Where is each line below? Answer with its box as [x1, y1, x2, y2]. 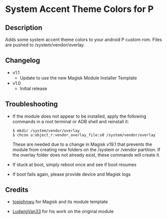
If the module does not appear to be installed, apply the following [12, 113, 147, 119]
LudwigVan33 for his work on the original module [12, 209, 114, 215]
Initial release [19, 85, 47, 91]
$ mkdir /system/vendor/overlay [12, 128, 80, 133]
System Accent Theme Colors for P [5, 3, 154, 15]
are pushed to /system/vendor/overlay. [5, 42, 85, 48]
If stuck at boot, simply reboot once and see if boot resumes [12, 161, 137, 168]
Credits [5, 186, 29, 194]
